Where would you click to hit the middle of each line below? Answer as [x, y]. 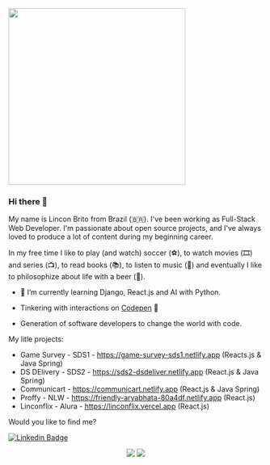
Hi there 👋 [28, 201]
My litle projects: [36, 339]
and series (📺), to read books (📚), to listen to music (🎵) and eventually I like [135, 265]
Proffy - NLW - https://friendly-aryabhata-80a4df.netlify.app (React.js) [138, 398]
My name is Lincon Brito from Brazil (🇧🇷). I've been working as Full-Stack [132, 219]
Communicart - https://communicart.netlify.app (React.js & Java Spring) [140, 389]
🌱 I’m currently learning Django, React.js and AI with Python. [120, 292]
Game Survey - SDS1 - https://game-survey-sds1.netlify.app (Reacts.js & [141, 355]
